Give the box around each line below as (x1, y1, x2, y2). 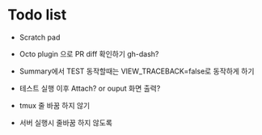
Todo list (7, 6, 67, 24)
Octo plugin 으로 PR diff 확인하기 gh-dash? (19, 49, 159, 58)
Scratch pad (19, 32, 61, 42)
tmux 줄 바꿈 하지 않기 (19, 100, 91, 110)
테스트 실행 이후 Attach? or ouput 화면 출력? (19, 83, 161, 93)
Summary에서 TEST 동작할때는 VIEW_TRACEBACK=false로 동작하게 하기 (19, 66, 255, 76)
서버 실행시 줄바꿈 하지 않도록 (19, 117, 112, 127)
